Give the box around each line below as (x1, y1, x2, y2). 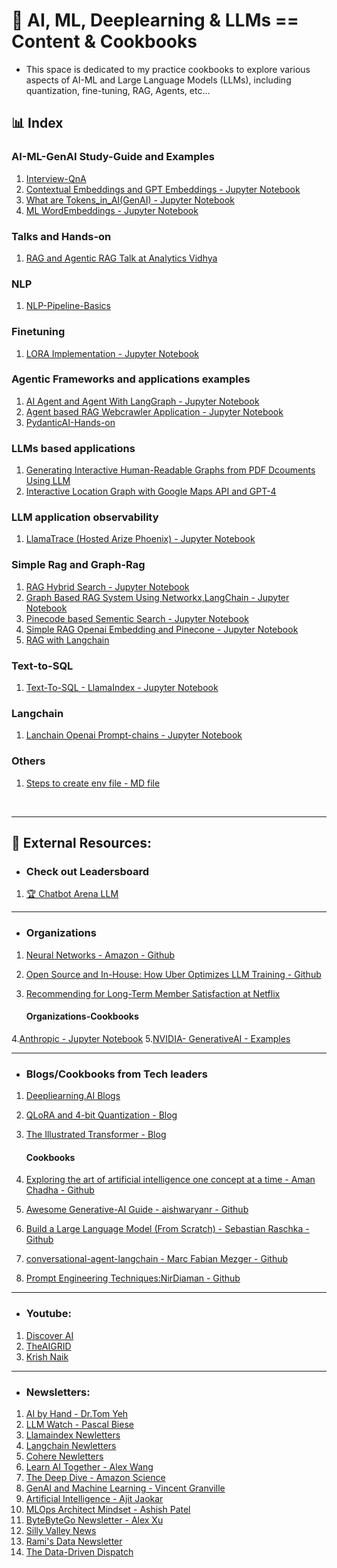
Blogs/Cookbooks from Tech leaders (25, 1067, 208, 1081)
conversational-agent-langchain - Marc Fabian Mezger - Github (25, 1253, 289, 1265)
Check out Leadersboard (25, 864, 150, 878)
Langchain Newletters (25, 1439, 117, 1451)
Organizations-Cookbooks (25, 1010, 139, 1023)
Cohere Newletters (25, 1450, 104, 1462)
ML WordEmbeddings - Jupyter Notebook (25, 204, 199, 216)
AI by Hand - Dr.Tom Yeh (25, 1407, 129, 1419)
